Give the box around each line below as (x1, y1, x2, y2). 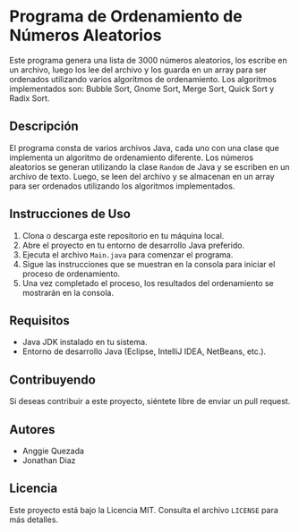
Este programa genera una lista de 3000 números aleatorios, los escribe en (9, 55, 288, 65)
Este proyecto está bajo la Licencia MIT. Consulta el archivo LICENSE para (9, 504, 279, 515)
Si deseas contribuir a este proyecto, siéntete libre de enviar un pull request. (9, 396, 291, 407)
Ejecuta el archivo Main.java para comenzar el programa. (21, 249, 234, 260)
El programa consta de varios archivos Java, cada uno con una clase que (9, 142, 279, 153)
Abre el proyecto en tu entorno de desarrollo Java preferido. (21, 240, 244, 250)
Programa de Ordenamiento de (9, 6, 243, 27)
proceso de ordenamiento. (21, 268, 121, 279)
